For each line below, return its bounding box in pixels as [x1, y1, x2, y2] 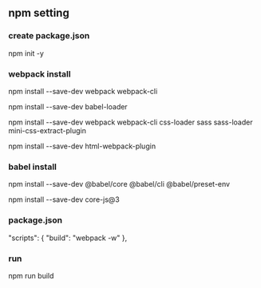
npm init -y [8, 48, 44, 58]
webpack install [8, 68, 71, 79]
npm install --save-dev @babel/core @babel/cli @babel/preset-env [8, 180, 230, 189]
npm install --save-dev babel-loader [8, 101, 128, 111]
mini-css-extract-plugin [8, 125, 86, 135]
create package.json [8, 30, 90, 41]
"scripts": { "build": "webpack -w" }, [8, 233, 128, 243]
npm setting [8, 6, 69, 20]
